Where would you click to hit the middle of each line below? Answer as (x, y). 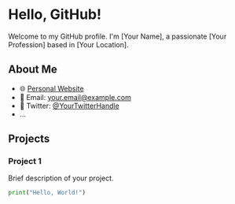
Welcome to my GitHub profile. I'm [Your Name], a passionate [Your (117, 36)
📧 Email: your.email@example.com (75, 97)
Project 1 (25, 161)
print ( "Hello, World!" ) (47, 193)
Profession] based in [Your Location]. (68, 44)
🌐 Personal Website (51, 88)
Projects (29, 139)
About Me (33, 70)
